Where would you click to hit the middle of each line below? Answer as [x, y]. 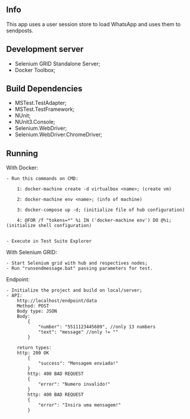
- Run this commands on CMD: [42, 179]
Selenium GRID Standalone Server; [57, 63]
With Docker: [22, 168]
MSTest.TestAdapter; [41, 103]
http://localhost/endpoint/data [57, 301]
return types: [34, 348]
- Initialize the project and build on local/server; [74, 291]
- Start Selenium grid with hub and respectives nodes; [77, 263]
